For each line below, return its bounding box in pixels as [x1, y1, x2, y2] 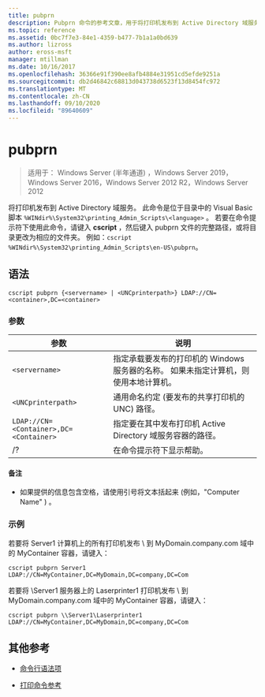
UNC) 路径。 [113, 404, 160, 415]
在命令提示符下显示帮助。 [113, 445, 208, 456]
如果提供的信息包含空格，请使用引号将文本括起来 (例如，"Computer [19, 487, 240, 497]
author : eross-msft [8, 48, 73, 56]
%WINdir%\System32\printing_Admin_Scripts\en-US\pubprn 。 [8, 242, 203, 252]
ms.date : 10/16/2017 [8, 63, 77, 71]
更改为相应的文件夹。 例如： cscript [14, 232, 132, 241]
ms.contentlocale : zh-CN [8, 92, 90, 100]
